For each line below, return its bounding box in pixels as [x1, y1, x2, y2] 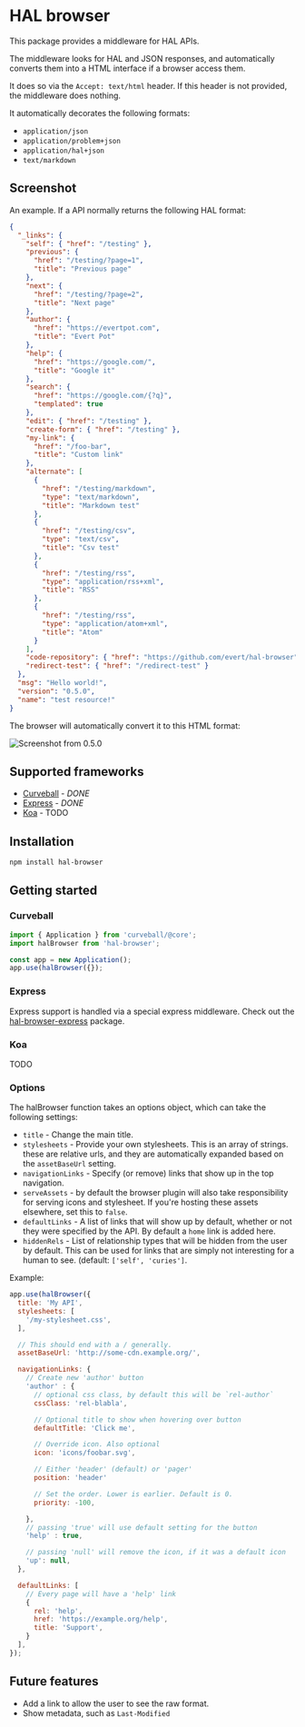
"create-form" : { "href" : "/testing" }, [25, 424, 181, 434]
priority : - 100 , [33, 1498, 95, 1507]
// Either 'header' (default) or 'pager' [33, 1464, 193, 1474]
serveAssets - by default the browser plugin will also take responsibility [22, 1187, 289, 1198]
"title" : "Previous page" [33, 264, 132, 273]
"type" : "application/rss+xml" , [42, 577, 165, 586]
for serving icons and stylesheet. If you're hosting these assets [22, 1196, 259, 1208]
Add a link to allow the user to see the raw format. [22, 1698, 210, 1709]
